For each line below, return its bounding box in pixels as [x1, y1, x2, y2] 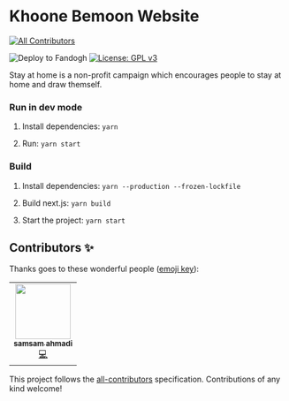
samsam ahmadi [13, 338, 73, 349]
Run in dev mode [9, 101, 82, 113]
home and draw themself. [9, 79, 103, 89]
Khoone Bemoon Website [9, 6, 200, 26]
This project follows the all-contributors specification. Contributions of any [9, 374, 281, 385]
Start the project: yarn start [21, 215, 125, 225]
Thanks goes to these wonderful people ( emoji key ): [9, 263, 200, 275]
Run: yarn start [21, 139, 81, 149]
